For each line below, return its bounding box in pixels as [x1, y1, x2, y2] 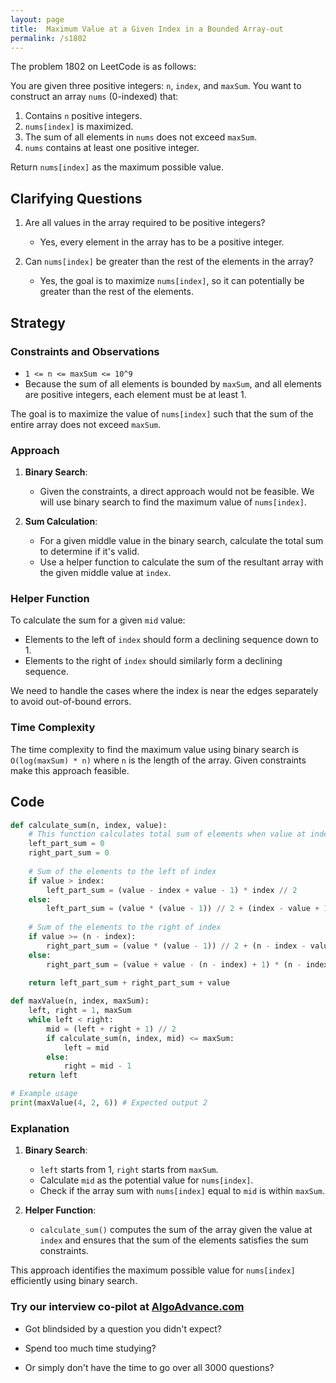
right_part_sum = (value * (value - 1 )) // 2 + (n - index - [46, 941, 307, 951]
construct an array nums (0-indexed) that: [10, 91, 179, 103]
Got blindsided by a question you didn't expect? [24, 1322, 222, 1335]
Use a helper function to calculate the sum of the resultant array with [39, 556, 324, 568]
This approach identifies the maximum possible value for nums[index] [10, 1264, 296, 1276]
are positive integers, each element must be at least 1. [24, 388, 247, 400]
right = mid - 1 [63, 1061, 132, 1071]
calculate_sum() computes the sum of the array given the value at [39, 1224, 313, 1236]
